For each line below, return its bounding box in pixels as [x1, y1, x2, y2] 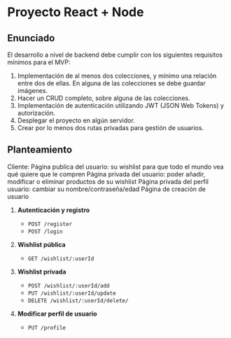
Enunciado [7, 32, 55, 44]
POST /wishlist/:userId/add [27, 282, 110, 289]
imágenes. [17, 87, 48, 94]
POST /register [27, 220, 72, 227]
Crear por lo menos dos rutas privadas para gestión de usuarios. [17, 124, 204, 132]
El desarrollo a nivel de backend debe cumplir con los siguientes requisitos [7, 50, 223, 59]
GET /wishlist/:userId [27, 255, 94, 262]
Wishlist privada [17, 267, 66, 276]
